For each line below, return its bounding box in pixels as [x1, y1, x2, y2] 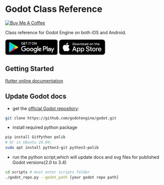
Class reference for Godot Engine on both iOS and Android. [5, 29, 127, 35]
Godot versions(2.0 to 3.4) [12, 160, 67, 166]
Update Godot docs [5, 92, 67, 101]
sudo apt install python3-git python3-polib [5, 145, 99, 150]
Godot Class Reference [5, 3, 103, 15]
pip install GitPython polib [5, 135, 66, 140]
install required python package [12, 124, 78, 130]
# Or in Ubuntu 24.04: [5, 140, 52, 145]
